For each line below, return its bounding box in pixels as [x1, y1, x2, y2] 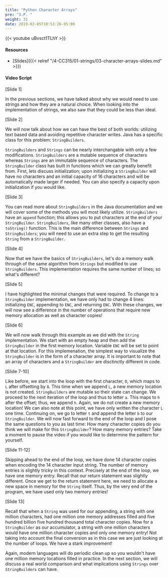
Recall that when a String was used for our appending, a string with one [5, 508, 154, 514]
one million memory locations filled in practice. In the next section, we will [5, 555, 158, 561]
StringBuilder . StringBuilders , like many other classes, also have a [5, 220, 145, 226]
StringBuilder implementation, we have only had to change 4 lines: [5, 296, 144, 302]
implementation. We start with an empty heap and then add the [5, 337, 135, 343]
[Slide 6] [5, 322, 23, 328]
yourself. [5, 437, 24, 443]
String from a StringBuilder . [5, 235, 65, 242]
